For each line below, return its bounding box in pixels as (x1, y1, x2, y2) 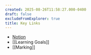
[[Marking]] (12, 44, 36, 50)
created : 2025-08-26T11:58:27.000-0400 (5, 7, 87, 12)
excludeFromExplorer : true (5, 16, 60, 21)
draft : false (5, 12, 32, 17)
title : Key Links (5, 20, 41, 26)
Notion (12, 34, 26, 40)
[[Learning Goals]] (12, 39, 49, 45)
